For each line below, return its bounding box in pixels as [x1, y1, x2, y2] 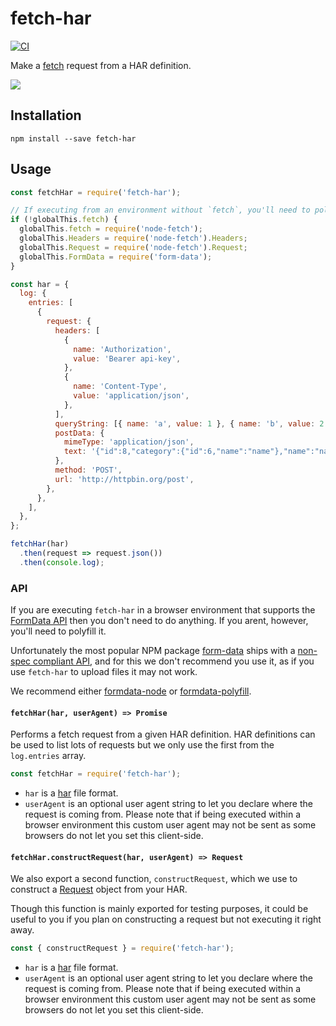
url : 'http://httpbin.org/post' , [54, 474, 195, 484]
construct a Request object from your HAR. [10, 883, 188, 896]
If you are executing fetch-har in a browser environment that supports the [10, 604, 316, 616]
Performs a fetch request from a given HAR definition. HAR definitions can [10, 728, 316, 741]
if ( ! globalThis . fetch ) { [10, 215, 118, 225]
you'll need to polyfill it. [10, 625, 107, 637]
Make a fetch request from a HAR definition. [10, 59, 192, 71]
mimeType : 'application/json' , [63, 437, 195, 447]
